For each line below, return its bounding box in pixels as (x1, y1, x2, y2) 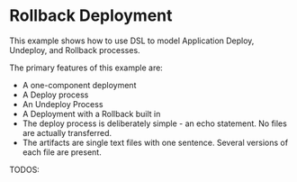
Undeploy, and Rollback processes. (9, 44, 141, 55)
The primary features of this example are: (9, 62, 164, 73)
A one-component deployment (22, 79, 137, 90)
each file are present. (22, 146, 102, 158)
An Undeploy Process (22, 98, 103, 109)
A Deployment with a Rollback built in (22, 108, 161, 119)
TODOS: (9, 164, 40, 175)
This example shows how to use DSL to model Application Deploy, (9, 35, 255, 46)
